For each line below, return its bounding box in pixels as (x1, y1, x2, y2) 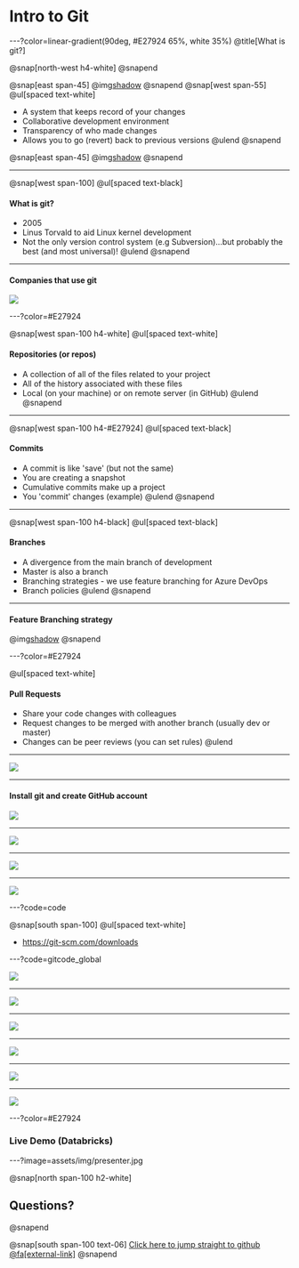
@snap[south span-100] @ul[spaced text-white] (9, 919, 187, 930)
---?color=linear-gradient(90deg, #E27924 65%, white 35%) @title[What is (9, 36, 286, 46)
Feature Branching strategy (9, 614, 113, 625)
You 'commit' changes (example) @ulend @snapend (21, 491, 215, 502)
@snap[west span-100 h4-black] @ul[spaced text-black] (9, 516, 218, 527)
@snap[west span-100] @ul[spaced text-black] (9, 177, 183, 188)
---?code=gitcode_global (9, 954, 102, 965)
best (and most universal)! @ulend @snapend (21, 246, 190, 257)
